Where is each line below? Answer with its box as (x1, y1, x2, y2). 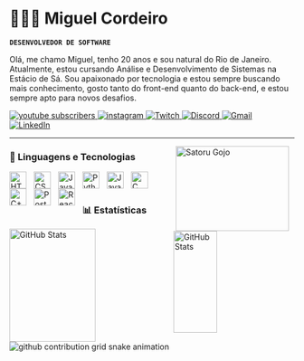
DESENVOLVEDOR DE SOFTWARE (9, 38, 111, 47)
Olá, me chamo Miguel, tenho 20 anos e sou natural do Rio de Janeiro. (9, 53, 272, 64)
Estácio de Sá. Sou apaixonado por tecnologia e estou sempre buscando (9, 72, 280, 84)
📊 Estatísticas (82, 204, 147, 216)
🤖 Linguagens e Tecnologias (9, 150, 136, 163)
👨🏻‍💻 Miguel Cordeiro (9, 8, 168, 29)
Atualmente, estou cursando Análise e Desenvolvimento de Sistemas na (9, 63, 278, 74)
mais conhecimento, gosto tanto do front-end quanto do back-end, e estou (9, 82, 290, 93)
